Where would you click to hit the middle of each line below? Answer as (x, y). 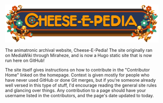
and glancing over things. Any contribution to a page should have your (75, 90)
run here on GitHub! (25, 60)
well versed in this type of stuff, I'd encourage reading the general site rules (81, 85)
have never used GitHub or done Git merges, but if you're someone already (80, 80)
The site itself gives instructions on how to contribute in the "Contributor (77, 70)
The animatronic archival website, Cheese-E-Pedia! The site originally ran (79, 50)
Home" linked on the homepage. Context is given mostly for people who (77, 75)
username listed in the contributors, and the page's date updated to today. (80, 96)
